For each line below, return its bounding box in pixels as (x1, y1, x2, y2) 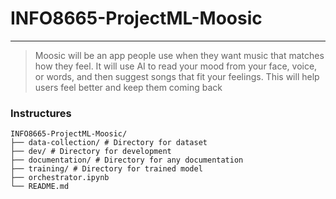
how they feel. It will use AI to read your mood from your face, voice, (34, 60, 318, 72)
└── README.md (10, 182, 70, 192)
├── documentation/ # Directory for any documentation (10, 155, 244, 166)
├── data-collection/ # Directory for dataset (10, 138, 208, 148)
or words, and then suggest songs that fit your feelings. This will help (34, 70, 320, 82)
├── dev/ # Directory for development (10, 147, 172, 157)
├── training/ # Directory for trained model (10, 164, 203, 174)
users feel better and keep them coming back (34, 81, 223, 93)
